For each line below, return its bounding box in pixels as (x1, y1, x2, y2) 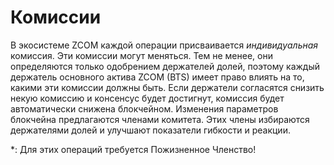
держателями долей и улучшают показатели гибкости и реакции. (10, 124, 291, 136)
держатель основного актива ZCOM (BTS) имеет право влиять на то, (10, 71, 305, 83)
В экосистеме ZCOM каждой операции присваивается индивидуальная (10, 39, 319, 51)
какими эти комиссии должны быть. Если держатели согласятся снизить (10, 81, 325, 93)
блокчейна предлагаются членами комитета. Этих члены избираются (10, 113, 310, 125)
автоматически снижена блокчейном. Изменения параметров (10, 102, 279, 115)
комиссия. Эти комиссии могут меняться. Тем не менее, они (10, 49, 273, 61)
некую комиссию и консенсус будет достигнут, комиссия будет (10, 92, 285, 104)
